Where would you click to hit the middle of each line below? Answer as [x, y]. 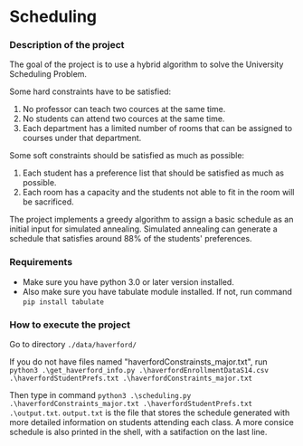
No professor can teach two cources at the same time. [124, 109]
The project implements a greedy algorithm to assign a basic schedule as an [151, 220]
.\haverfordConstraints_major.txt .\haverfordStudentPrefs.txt [131, 404]
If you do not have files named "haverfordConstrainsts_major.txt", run [139, 362]
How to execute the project [70, 325]
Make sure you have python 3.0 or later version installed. [128, 281]
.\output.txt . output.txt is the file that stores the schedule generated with [150, 413]
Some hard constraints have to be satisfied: [90, 91]
